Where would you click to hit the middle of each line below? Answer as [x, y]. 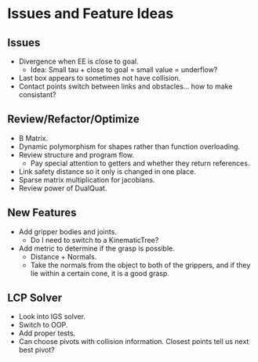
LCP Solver [35, 298]
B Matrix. [33, 138]
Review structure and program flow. [76, 154]
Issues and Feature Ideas [91, 14]
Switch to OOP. [43, 325]
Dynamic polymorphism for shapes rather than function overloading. [129, 147]
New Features [42, 213]
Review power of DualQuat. [63, 188]
